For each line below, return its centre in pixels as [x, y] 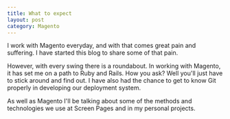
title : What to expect [39, 13]
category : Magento [33, 26]
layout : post [26, 20]
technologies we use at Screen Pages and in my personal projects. [101, 108]
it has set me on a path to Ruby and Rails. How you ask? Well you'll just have [115, 73]
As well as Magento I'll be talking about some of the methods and [100, 101]
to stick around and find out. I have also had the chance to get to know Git [112, 81]
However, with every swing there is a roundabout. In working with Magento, [114, 66]
